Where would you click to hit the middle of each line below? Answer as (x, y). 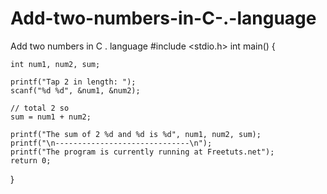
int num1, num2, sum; (55, 64)
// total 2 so (40, 108)
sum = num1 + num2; (51, 117)
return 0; (31, 160)
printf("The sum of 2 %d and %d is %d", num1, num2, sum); (136, 134)
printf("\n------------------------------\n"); (111, 143)
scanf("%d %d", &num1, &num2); (75, 90)
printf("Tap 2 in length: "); (73, 82)
